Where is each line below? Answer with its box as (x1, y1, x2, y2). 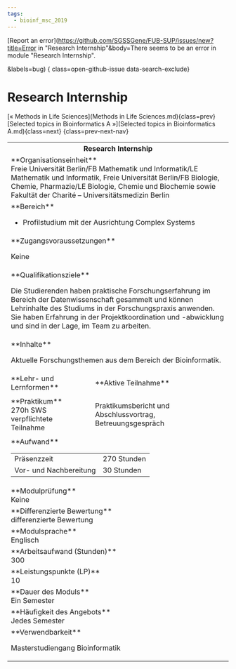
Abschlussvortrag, (94, 410, 156, 420)
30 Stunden (103, 465, 142, 475)
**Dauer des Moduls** (11, 587, 90, 597)
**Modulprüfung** (11, 486, 77, 496)
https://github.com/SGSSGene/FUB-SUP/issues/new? (58, 36, 214, 44)
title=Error (7, 44, 37, 52)
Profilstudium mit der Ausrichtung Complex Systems (22, 218, 195, 227)
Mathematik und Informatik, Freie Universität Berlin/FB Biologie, (11, 173, 220, 183)
